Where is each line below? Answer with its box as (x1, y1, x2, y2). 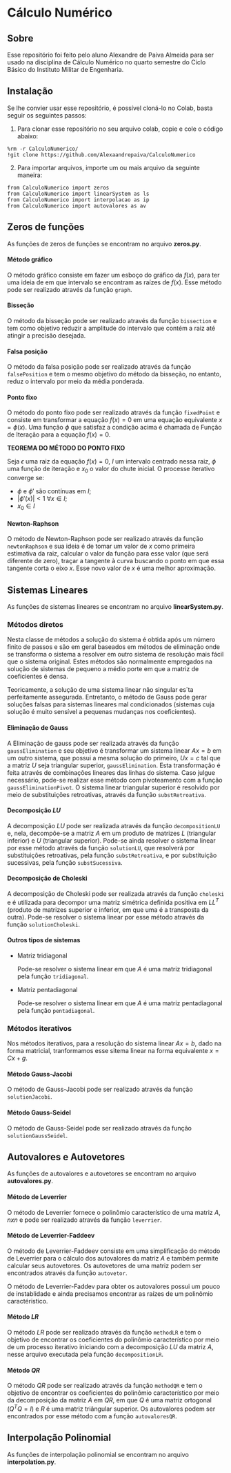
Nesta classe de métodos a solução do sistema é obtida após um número (7, 635, 216, 644)
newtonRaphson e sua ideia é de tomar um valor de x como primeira (7, 542, 195, 551)
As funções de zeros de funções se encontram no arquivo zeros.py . (7, 239, 201, 248)
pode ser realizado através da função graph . (7, 285, 132, 293)
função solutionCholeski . (7, 920, 81, 928)
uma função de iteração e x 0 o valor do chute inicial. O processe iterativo (7, 465, 215, 475)
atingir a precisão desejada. (7, 331, 86, 340)
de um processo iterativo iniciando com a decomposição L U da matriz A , (7, 1342, 214, 1351)
